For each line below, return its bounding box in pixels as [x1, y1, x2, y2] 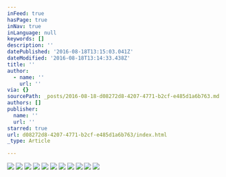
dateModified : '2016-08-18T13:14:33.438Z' [7, 55, 131, 62]
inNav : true [7, 23, 41, 29]
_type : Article [7, 138, 51, 145]
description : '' [7, 42, 54, 49]
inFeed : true [7, 10, 45, 17]
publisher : [7, 106, 38, 113]
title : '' [7, 61, 36, 68]
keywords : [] [7, 36, 45, 43]
